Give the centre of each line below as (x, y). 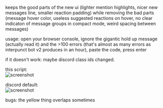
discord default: (22, 85)
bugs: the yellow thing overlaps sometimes (50, 100)
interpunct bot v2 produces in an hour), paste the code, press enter (76, 50)
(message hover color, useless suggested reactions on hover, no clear (79, 18)
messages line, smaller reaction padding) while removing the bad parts (80, 13)
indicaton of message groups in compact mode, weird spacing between (81, 23)
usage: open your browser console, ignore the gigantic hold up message (81, 39)
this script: (16, 69)
